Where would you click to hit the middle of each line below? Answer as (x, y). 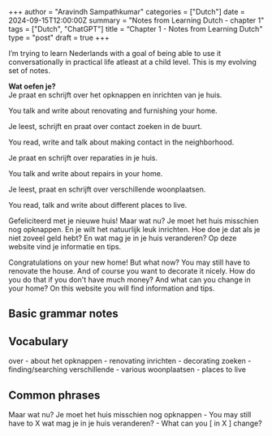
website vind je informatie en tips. (65, 246)
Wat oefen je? (32, 86)
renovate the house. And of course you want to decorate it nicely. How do (132, 271)
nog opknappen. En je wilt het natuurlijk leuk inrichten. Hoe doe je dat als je (134, 229)
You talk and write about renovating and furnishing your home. (113, 110)
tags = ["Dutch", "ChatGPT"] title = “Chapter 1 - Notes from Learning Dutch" (136, 29)
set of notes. (30, 71)
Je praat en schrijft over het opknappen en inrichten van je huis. (115, 95)
